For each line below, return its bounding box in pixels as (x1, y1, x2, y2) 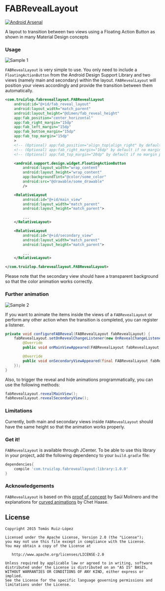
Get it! (5, 436, 20, 443)
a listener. (5, 322, 25, 328)
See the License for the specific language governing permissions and (5, 578, 153, 583)
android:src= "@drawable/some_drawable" (23, 179, 105, 184)
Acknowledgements (5, 483, 55, 489)
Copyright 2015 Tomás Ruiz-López (5, 526, 74, 531)
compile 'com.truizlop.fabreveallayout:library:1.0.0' (14, 466, 129, 471)
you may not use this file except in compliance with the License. (5, 539, 146, 544)
